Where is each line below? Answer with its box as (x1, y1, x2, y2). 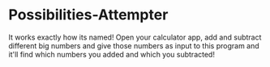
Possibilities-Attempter (8, 6, 169, 24)
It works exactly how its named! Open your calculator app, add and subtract (8, 32, 262, 42)
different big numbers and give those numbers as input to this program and (8, 40, 259, 50)
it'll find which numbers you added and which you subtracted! (8, 49, 215, 59)
